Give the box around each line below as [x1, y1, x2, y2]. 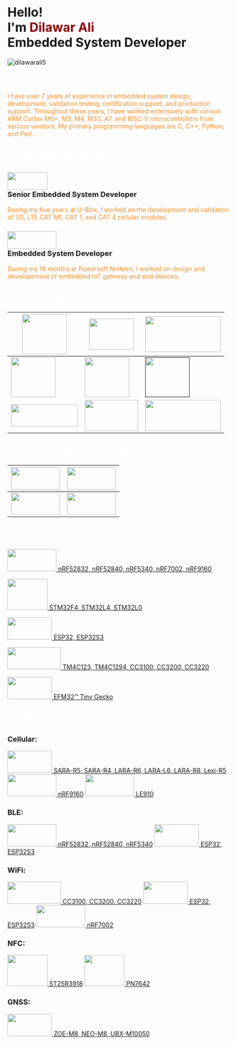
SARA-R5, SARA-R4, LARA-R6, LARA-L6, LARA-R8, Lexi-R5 [53, 767, 227, 775]
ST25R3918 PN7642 [48, 980, 151, 988]
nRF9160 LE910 [58, 790, 154, 798]
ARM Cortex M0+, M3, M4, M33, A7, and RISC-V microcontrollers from [7, 114, 214, 123]
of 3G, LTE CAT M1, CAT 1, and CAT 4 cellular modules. [7, 212, 168, 221]
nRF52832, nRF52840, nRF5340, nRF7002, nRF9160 [58, 564, 212, 573]
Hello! [7, 4, 43, 21]
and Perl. [7, 129, 34, 139]
